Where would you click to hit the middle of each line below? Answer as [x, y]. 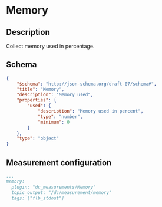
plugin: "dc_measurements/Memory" [54, 187]
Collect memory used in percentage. [50, 46]
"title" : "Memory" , [41, 89]
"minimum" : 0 [53, 122]
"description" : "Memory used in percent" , [90, 111]
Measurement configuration [59, 162]
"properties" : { [37, 100]
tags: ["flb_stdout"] [38, 198]
